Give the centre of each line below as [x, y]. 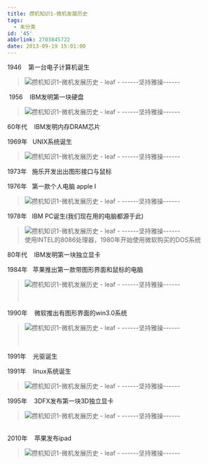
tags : [15, 20]
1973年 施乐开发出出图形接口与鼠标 [60, 171]
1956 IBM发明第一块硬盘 [46, 97]
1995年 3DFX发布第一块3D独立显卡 [61, 401]
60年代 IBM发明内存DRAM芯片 [54, 127]
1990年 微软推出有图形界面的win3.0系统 [67, 313]
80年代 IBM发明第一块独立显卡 [54, 254]
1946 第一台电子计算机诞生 [48, 67]
